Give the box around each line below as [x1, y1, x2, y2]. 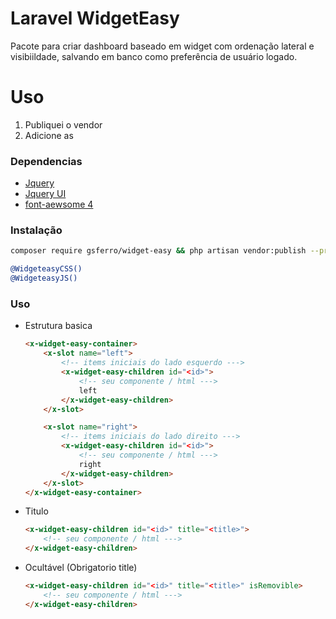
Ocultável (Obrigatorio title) [24, 562, 138, 574]
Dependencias [10, 154, 83, 168]
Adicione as [24, 129, 74, 141]
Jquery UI [24, 188, 67, 200]
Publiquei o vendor [24, 118, 103, 131]
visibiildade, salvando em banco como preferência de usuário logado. [10, 50, 298, 62]
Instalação [10, 223, 63, 237]
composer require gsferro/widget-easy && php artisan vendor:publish [10, 246, 307, 256]
